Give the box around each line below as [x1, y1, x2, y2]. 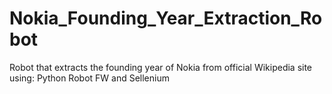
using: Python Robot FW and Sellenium [9, 72, 170, 84]
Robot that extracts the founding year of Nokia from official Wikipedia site [9, 61, 313, 73]
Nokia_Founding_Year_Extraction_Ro [9, 7, 323, 30]
